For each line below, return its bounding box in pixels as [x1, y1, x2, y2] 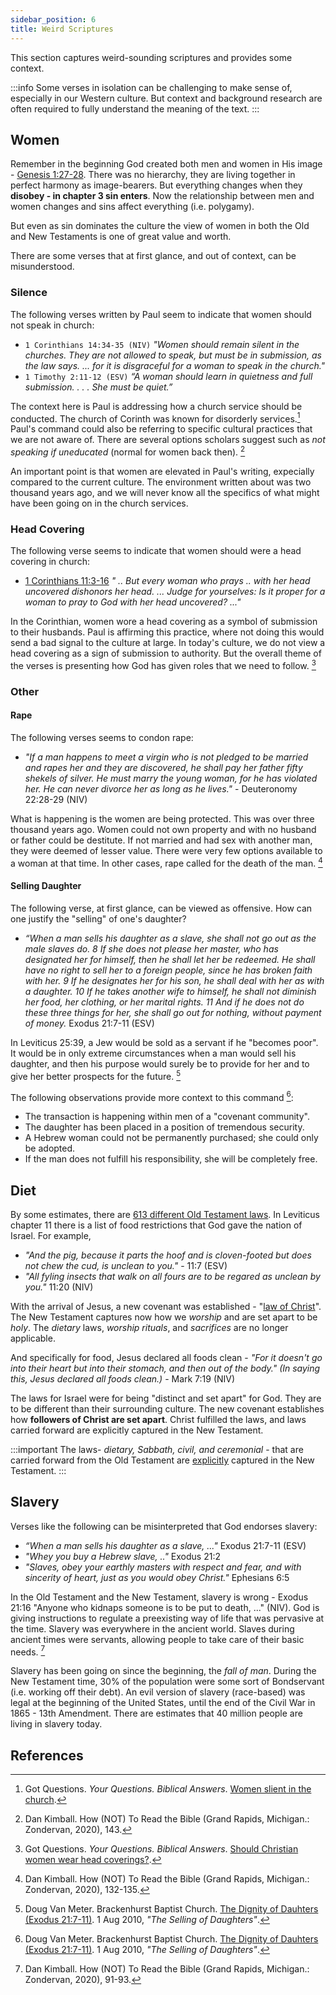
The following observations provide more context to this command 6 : [10, 1089, 294, 1103]
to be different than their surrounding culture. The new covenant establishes [10, 1402, 325, 1415]
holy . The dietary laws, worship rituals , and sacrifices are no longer [10, 1321, 289, 1333]
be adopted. [24, 1142, 76, 1155]
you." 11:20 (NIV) [24, 1281, 94, 1293]
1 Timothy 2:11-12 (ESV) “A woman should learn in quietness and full [24, 370, 313, 382]
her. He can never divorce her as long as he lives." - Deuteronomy [24, 783, 298, 795]
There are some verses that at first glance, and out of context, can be [10, 250, 297, 262]
